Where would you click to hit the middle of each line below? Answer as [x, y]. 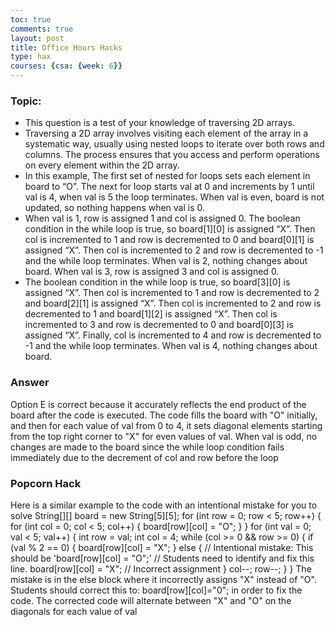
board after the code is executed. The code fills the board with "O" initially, [164, 415]
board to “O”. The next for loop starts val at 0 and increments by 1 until [169, 187]
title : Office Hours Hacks [66, 47]
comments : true [42, 29]
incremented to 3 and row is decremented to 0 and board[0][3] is [159, 325]
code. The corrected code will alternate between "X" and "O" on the [151, 600]
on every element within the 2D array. [102, 165]
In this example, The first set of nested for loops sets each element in [167, 176]
